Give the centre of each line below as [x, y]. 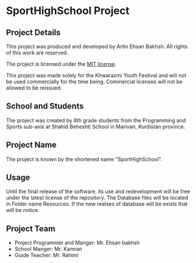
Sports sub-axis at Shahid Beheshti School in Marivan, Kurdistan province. [96, 127]
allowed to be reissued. [34, 88]
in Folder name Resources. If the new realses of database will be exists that [97, 204]
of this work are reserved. [37, 53]
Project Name [31, 145]
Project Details [33, 33]
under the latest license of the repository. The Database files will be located [97, 198]
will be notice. [23, 210]
